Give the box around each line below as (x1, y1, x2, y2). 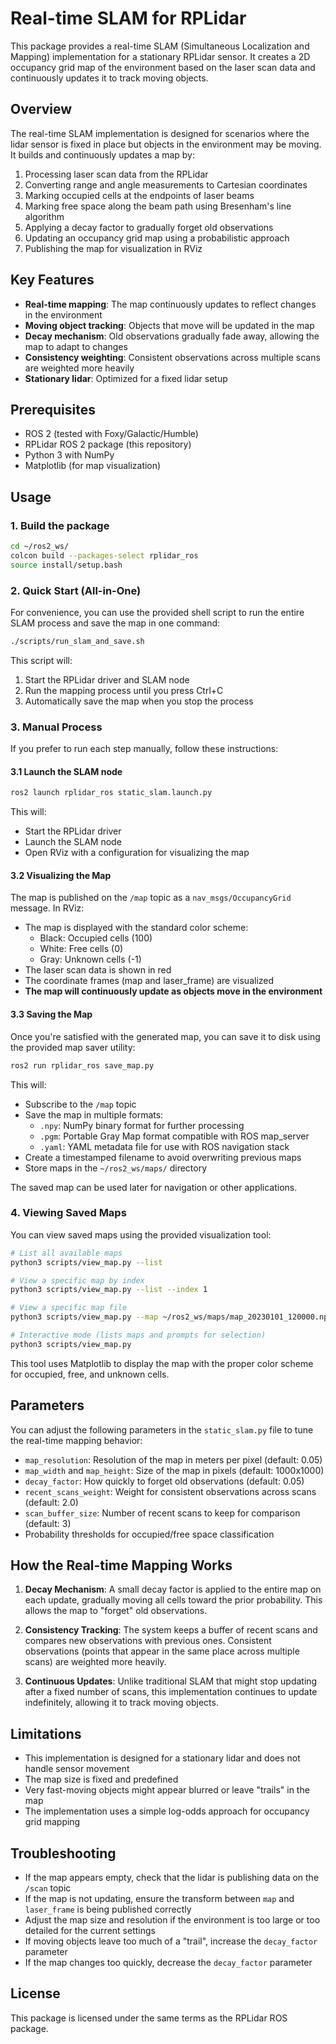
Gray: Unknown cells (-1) (39, 953, 142, 966)
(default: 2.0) (24, 1496, 79, 1508)
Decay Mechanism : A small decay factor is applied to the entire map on (24, 1583, 322, 1596)
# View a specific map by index (10, 1275, 145, 1286)
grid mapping (24, 1816, 81, 1828)
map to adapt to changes (24, 340, 128, 352)
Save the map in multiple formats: (24, 1108, 164, 1121)
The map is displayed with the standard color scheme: (24, 922, 249, 934)
